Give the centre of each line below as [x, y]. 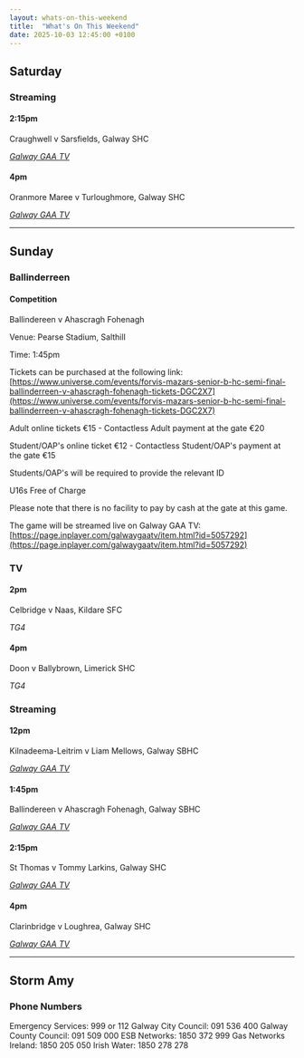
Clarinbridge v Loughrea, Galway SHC [80, 926]
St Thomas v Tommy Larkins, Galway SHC [88, 868]
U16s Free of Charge [47, 490]
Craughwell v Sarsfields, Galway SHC [79, 139]
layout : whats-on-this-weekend [68, 18]
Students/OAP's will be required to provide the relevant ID [117, 473]
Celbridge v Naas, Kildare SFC [66, 610]
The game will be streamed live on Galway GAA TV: [105, 525]
